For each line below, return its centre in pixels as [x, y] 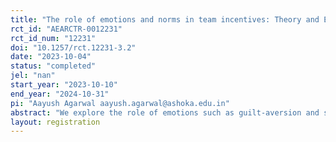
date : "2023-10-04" [51, 57]
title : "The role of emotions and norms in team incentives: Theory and [165, 19]
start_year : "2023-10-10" [64, 85]
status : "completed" [53, 66]
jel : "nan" [33, 76]
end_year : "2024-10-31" [60, 94]
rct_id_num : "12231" [53, 38]
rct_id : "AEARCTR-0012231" [66, 29]
